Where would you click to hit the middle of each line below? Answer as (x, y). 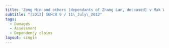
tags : (11, 19)
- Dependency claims (31, 33)
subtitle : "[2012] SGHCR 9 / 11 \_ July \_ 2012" (54, 14)
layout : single (21, 38)
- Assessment (23, 28)
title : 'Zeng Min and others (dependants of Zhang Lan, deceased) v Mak (83, 10)
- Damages (20, 24)
